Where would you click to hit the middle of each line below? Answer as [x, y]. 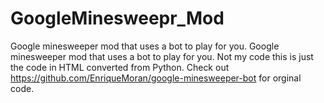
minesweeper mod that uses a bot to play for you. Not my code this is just [162, 56]
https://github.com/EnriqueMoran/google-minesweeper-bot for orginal [156, 78]
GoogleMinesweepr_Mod [117, 18]
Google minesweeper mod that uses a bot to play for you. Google [145, 46]
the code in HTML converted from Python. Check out [120, 67]
